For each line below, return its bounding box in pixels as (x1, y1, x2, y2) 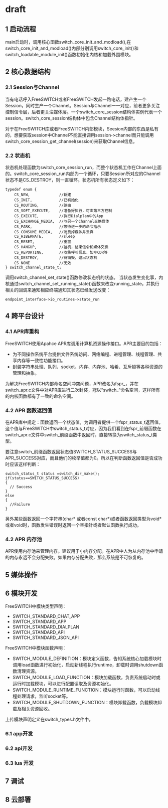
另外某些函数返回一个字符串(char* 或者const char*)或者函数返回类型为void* (5, 516, 162, 522)
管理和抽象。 (12, 370, 39, 376)
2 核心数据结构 (5, 68, 51, 76)
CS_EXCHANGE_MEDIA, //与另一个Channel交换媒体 (14, 219, 109, 224)
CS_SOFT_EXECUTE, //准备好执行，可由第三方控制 (14, 208, 112, 213)
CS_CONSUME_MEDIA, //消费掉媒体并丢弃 (14, 229, 94, 234)
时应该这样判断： (5, 461, 41, 467)
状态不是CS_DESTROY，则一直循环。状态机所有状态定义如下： (5, 177, 135, 183)
